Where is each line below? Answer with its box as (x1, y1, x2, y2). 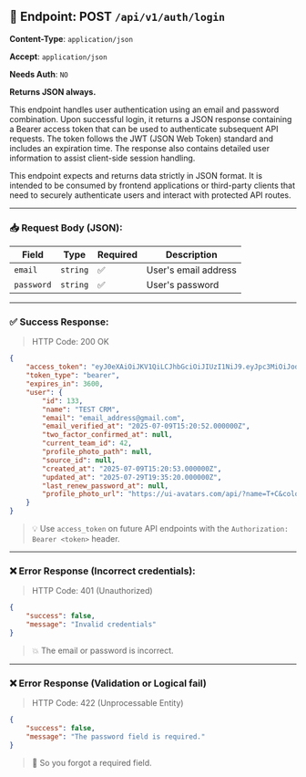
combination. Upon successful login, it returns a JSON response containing (9, 113, 292, 124)
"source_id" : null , (42, 455, 117, 465)
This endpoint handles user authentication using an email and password (9, 104, 280, 115)
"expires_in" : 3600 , (25, 379, 104, 388)
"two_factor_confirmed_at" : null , (42, 430, 173, 440)
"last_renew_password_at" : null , (42, 481, 169, 491)
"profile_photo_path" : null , (42, 448, 153, 457)
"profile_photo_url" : (42, 490, 125, 499)
